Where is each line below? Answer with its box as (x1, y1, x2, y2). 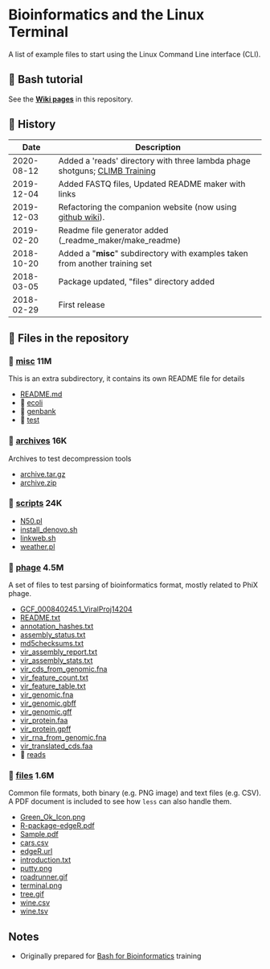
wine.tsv (19, 906, 48, 916)
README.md (19, 389, 63, 400)
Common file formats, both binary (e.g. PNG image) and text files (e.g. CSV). (8, 788, 261, 798)
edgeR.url (19, 847, 53, 856)
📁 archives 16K (8, 435, 67, 446)
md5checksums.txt (19, 639, 84, 648)
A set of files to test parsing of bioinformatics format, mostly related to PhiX (8, 580, 259, 590)
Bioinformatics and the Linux (8, 6, 205, 24)
